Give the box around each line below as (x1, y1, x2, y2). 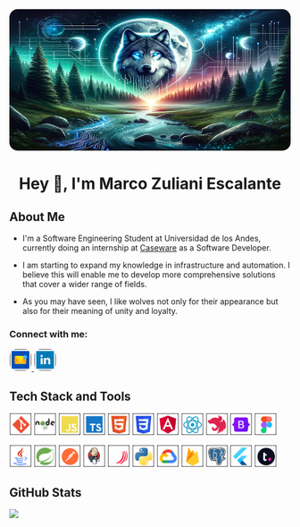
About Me (9, 209, 65, 225)
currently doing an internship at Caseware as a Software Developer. (21, 242, 271, 253)
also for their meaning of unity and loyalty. (21, 306, 179, 316)
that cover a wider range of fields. (21, 279, 147, 289)
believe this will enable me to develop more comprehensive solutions (21, 269, 276, 280)
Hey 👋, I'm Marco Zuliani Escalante (19, 174, 281, 194)
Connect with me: (9, 327, 88, 340)
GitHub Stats (9, 485, 82, 500)
